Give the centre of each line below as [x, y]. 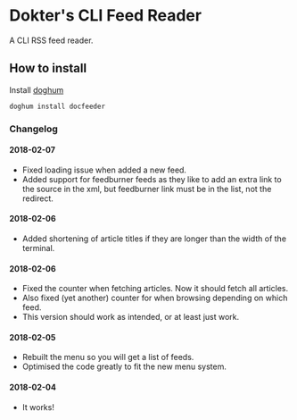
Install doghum [37, 89]
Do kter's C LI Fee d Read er [106, 16]
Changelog [33, 129]
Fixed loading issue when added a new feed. [104, 170]
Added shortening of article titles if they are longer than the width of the [154, 239]
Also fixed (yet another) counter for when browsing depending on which [155, 298]
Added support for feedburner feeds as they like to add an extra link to [152, 179]
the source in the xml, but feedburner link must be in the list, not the [147, 189]
